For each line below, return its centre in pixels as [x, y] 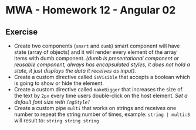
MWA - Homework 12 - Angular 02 [91, 10]
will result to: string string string [56, 120]
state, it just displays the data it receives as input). [75, 71]
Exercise [22, 32]
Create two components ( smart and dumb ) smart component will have [97, 46]
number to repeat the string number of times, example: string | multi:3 [102, 114]
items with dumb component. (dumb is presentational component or [97, 58]
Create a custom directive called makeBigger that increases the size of [98, 89]
